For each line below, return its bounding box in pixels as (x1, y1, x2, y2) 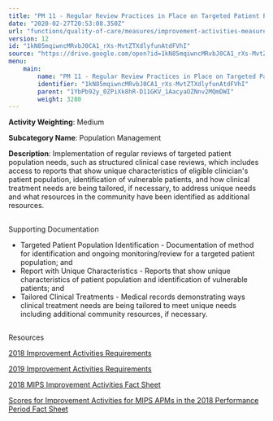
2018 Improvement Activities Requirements (8, 349, 152, 358)
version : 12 (8, 34, 49, 43)
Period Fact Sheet (8, 404, 69, 414)
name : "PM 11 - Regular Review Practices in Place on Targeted (37, 72, 256, 80)
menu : (8, 58, 27, 66)
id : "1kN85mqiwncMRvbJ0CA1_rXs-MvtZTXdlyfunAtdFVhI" (8, 42, 191, 50)
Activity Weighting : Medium (8, 117, 104, 127)
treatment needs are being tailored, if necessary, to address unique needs (8, 184, 257, 193)
